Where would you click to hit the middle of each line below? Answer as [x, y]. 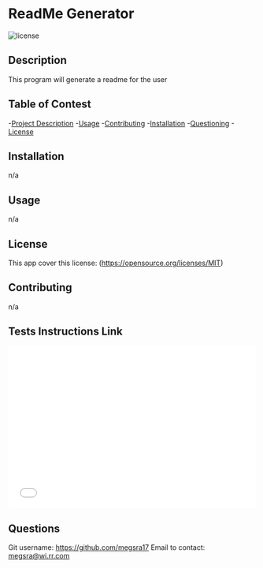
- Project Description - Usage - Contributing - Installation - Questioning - [121, 123]
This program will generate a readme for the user [88, 79]
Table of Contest [50, 105]
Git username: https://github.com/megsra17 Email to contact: [107, 547]
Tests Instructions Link [66, 332]
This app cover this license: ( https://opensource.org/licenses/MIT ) [116, 263]
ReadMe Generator [71, 14]
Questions [34, 528]
